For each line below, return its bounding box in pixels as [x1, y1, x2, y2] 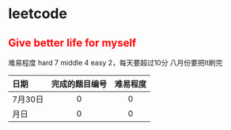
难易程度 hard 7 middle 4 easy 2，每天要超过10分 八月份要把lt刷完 [8, 58, 223, 67]
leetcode [8, 5, 67, 23]
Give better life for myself [8, 36, 137, 50]
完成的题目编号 [51, 79, 108, 89]
